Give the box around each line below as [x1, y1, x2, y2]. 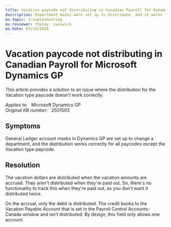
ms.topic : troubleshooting [5, 17, 63, 22]
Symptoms [5, 122, 41, 131]
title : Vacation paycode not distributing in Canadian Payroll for [5, 7, 152, 13]
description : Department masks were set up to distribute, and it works [5, 12, 163, 17]
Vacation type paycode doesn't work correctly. [5, 92, 104, 98]
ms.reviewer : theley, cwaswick [5, 21, 72, 27]
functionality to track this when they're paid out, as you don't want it [5, 185, 149, 191]
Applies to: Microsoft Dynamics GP [5, 102, 81, 108]
